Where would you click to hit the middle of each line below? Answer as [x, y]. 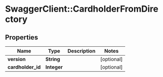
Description [81, 51]
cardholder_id [24, 67]
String [53, 59]
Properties [22, 37]
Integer [54, 67]
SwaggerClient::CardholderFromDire [82, 9]
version [17, 59]
